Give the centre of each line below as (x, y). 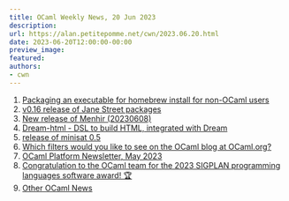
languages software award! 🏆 (77, 175)
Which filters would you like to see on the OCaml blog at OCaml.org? (147, 146)
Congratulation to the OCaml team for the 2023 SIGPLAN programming (151, 165)
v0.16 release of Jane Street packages (91, 109)
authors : (25, 67)
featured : (27, 58)
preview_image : (37, 50)
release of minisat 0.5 (61, 137)
